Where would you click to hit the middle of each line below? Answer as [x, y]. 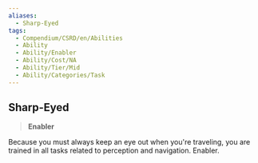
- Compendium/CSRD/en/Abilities [69, 38]
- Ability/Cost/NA [46, 61]
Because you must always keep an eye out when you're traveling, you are [129, 142]
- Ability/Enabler [46, 53]
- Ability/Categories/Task [60, 75]
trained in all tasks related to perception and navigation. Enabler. [114, 151]
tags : [17, 30]
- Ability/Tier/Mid [48, 68]
